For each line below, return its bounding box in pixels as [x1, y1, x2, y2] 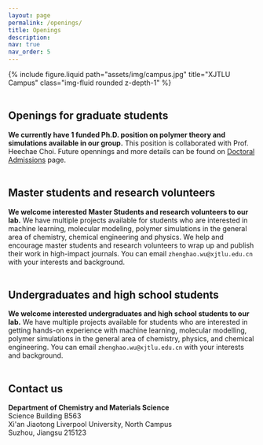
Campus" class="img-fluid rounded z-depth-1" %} [8, 78, 172, 87]
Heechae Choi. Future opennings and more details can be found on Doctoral [8, 146, 255, 156]
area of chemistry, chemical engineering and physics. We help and [8, 232, 224, 241]
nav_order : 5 [8, 48, 51, 56]
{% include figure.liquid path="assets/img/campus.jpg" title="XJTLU [8, 70, 231, 79]
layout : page [8, 11, 51, 20]
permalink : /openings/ [8, 19, 82, 27]
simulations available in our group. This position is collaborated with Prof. [8, 138, 249, 148]
